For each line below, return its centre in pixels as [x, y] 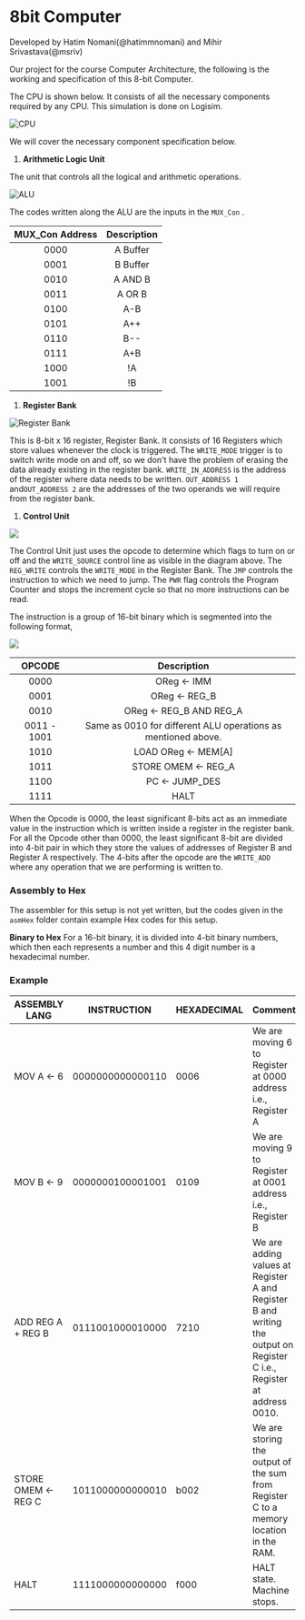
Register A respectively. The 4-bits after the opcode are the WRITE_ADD [140, 857]
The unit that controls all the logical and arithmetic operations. [125, 176]
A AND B [132, 279]
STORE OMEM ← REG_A [183, 766]
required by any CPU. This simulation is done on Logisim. [116, 106]
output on [273, 1344]
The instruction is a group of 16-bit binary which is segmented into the [141, 617]
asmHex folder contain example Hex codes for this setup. [114, 920]
